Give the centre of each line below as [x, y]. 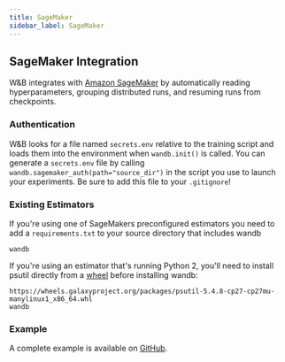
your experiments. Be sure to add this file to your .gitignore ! [120, 181]
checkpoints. [33, 102]
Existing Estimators [52, 204]
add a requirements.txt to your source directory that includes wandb [135, 233]
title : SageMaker [41, 17]
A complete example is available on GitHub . [89, 348]
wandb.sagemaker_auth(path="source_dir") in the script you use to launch [142, 172]
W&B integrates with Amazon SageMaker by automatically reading [130, 83]
